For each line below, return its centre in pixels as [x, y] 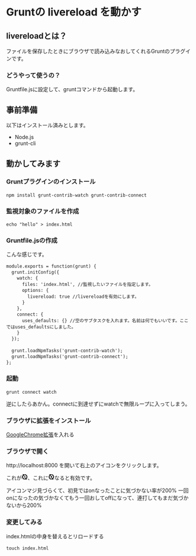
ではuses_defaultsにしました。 [41, 327]
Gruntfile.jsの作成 [32, 240]
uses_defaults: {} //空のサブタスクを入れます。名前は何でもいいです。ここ [105, 321]
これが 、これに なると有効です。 [51, 478]
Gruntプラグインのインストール [51, 182]
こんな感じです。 [27, 255]
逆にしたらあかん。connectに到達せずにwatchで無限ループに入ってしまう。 [98, 404]
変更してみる [24, 522]
